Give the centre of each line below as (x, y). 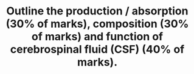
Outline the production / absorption (97, 11)
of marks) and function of (97, 37)
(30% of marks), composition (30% (97, 24)
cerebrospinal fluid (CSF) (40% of (97, 50)
